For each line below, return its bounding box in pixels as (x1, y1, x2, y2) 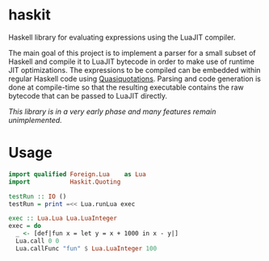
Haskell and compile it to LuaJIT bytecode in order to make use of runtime (8, 57, 255, 66)
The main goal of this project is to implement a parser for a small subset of (8, 48, 256, 57)
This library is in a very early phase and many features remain (8, 107, 216, 116)
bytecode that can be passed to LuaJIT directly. (8, 91, 168, 100)
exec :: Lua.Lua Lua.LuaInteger (8, 214, 117, 223)
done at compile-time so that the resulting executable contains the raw (8, 82, 244, 92)
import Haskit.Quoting (8, 178, 121, 186)
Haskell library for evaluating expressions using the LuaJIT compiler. (8, 32, 236, 42)
